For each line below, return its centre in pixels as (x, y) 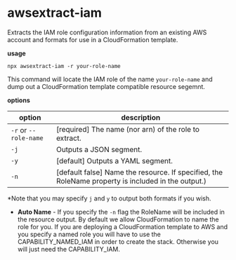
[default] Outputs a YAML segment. (114, 160)
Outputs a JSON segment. (99, 149)
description (141, 117)
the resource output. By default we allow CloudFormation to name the (118, 219)
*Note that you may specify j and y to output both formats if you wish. (110, 198)
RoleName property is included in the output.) (131, 181)
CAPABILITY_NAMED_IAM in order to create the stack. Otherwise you (118, 241)
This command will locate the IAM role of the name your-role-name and (110, 79)
